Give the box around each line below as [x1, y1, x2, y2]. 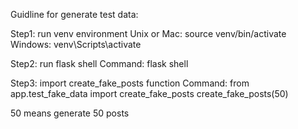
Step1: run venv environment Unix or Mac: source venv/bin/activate [10, 28, 287, 39]
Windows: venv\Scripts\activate [10, 39, 142, 50]
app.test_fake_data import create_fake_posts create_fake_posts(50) [10, 88, 289, 99]
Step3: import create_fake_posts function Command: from [10, 77, 250, 89]
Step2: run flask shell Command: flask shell [10, 58, 189, 69]
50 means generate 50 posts [10, 107, 130, 119]
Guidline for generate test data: [10, 9, 139, 20]
